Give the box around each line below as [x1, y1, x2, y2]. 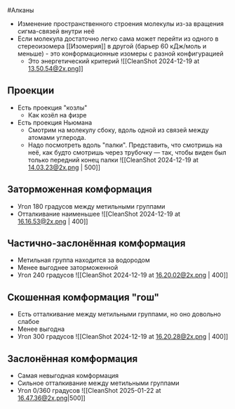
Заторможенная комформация [7, 183, 152, 195]
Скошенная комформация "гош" [7, 291, 160, 303]
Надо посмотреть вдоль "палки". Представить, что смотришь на [27, 141, 223, 149]
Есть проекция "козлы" [17, 103, 88, 112]
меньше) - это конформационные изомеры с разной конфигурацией [17, 49, 224, 58]
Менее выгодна [17, 325, 65, 333]
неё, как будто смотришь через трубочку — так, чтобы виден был [27, 148, 227, 157]
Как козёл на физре [27, 110, 87, 119]
